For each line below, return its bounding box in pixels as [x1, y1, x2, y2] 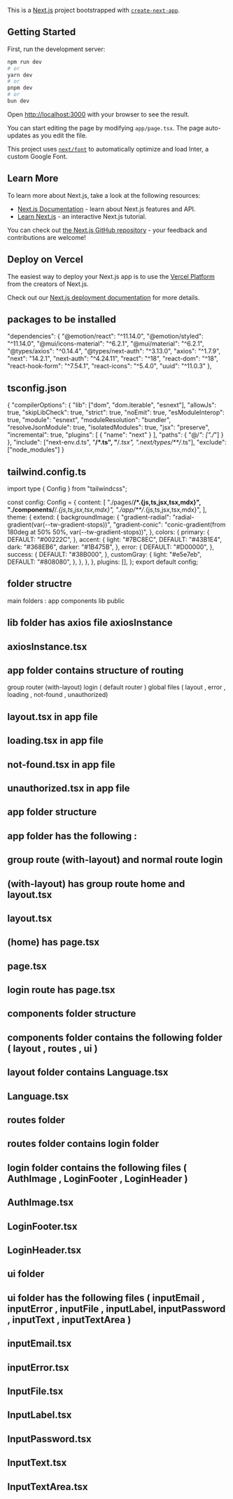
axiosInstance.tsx [7, 641, 87, 653]
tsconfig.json [7, 382, 67, 394]
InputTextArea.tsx [7, 1481, 89, 1493]
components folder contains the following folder [7, 1031, 223, 1043]
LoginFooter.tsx [7, 1220, 78, 1233]
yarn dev [7, 72, 33, 79]
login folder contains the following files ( [7, 1162, 188, 1174]
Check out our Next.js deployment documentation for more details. [7, 293, 200, 301]
